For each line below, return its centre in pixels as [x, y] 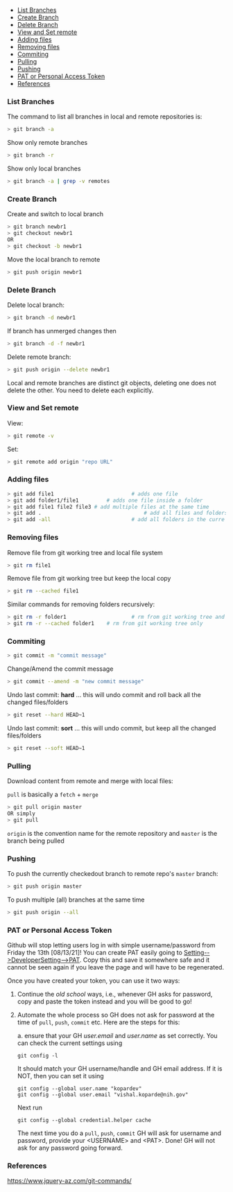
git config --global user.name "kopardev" [79, 1089]
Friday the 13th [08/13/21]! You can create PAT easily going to [95, 953]
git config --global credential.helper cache [84, 1121]
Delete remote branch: [39, 357]
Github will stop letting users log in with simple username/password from [112, 945]
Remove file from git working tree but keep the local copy [89, 579]
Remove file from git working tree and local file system [85, 552]
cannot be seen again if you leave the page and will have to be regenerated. [115, 967]
